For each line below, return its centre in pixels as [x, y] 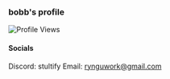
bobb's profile [36, 12]
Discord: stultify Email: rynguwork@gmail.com [85, 66]
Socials [21, 48]
